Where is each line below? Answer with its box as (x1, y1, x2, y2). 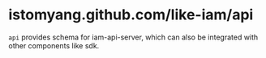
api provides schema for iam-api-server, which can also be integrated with (8, 32, 259, 42)
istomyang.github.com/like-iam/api (8, 6, 254, 24)
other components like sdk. (8, 40, 100, 50)
